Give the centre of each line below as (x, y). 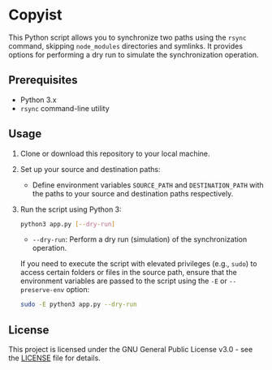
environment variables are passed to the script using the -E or (123, 281)
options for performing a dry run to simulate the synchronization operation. (134, 54)
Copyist (35, 15)
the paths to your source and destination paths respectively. (133, 193)
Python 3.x (38, 100)
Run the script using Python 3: (71, 209)
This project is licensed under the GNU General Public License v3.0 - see (131, 350)
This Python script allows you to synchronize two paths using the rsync (127, 37)
